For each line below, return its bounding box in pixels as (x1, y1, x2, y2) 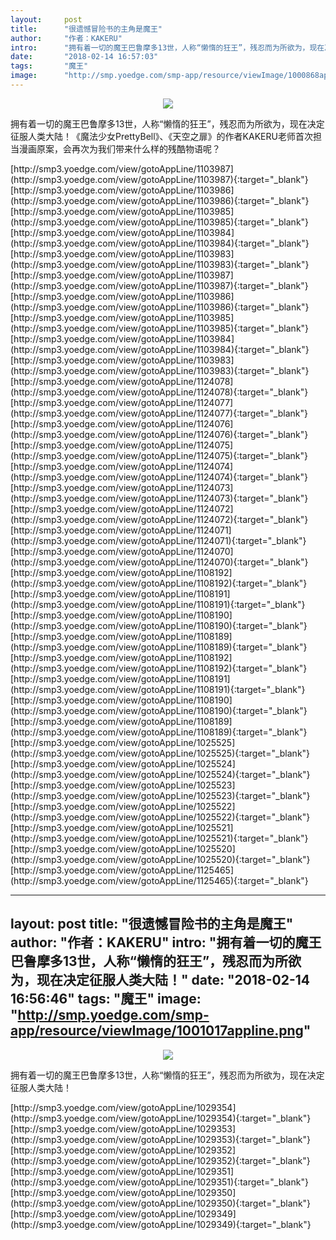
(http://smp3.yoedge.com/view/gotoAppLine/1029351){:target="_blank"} (10, 1176, 309, 1188)
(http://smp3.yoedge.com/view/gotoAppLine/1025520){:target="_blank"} (10, 853, 311, 865)
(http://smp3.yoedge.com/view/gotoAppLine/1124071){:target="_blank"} (10, 534, 307, 546)
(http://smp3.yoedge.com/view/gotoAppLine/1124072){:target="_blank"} (10, 513, 309, 525)
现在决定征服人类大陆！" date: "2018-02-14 (36, 972, 310, 989)
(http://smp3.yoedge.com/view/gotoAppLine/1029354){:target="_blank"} (10, 1112, 312, 1124)
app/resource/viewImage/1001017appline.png (10, 1022, 304, 1040)
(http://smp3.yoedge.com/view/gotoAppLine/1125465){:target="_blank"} (10, 874, 309, 886)
